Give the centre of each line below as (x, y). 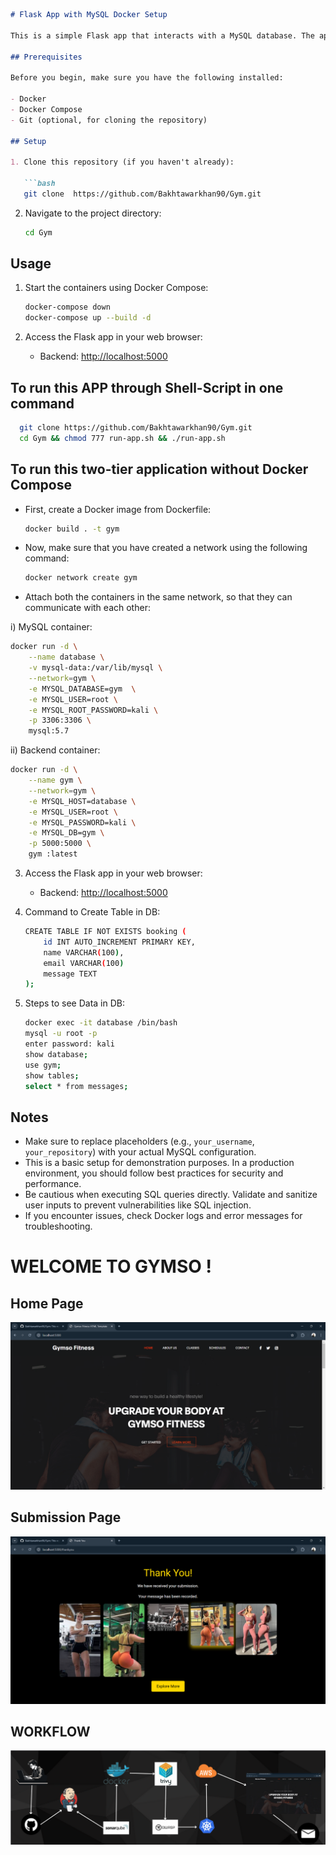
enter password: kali (69, 1044)
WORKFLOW (50, 1731)
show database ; (56, 1054)
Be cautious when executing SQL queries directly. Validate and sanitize (171, 1195)
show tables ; (52, 1075)
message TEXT (70, 974)
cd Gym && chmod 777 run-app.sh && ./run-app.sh (122, 438)
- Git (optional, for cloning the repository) (109, 120)
